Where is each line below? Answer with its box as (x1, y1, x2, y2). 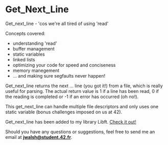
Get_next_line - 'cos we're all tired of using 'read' (5, 20, 109, 27)
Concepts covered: (5, 30, 46, 36)
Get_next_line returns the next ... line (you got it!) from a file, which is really (5, 83, 163, 89)
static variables (12, 51, 45, 57)
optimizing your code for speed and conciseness (12, 62, 116, 68)
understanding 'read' (12, 40, 57, 46)
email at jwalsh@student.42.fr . (5, 134, 73, 140)
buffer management (12, 45, 55, 52)
